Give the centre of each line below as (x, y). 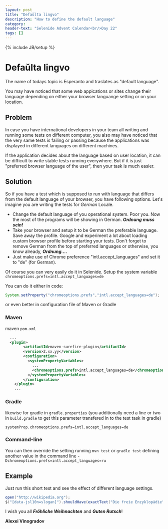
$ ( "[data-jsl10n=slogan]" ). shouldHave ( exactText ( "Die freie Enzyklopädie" (85, 502)
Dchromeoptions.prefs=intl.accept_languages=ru (56, 461)
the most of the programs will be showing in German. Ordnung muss (83, 219)
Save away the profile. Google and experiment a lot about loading (80, 235)
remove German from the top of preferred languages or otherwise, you (85, 246)
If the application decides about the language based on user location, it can (83, 155)
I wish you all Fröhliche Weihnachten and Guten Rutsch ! (64, 511)
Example (19, 476)
